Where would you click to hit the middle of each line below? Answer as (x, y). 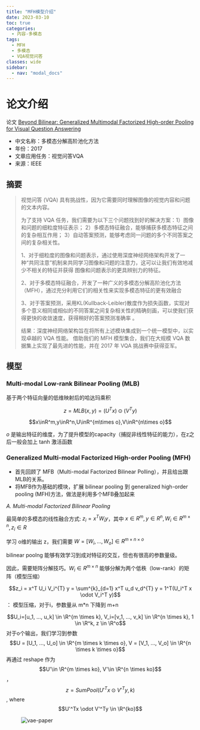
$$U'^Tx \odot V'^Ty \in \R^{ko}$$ (100, 709)
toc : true (19, 23)
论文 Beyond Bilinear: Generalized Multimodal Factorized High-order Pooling (100, 122)
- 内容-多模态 (27, 34)
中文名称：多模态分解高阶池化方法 (57, 141)
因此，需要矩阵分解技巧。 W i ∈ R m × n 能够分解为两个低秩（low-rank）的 (95, 568)
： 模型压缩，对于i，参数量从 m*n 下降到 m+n (62, 605)
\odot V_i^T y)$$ (100, 595)
